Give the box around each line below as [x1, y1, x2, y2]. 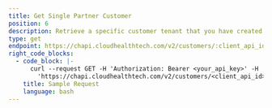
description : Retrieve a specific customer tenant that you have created [8, 27, 263, 35]
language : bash [23, 87, 74, 96]
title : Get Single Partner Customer [8, 11, 132, 20]
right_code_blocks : [8, 50, 74, 58]
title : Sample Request [23, 80, 100, 88]
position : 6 [8, 19, 49, 28]
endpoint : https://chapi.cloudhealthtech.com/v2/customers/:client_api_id [8, 42, 266, 50]
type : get [8, 34, 42, 43]
